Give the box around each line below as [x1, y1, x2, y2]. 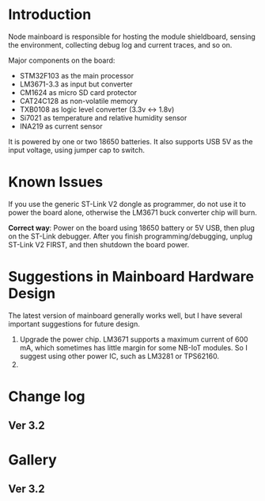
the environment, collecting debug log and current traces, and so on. [8, 40, 233, 49]
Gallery [8, 450, 57, 468]
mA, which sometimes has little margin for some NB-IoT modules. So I [19, 342, 248, 352]
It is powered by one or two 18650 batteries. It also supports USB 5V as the [8, 136, 253, 146]
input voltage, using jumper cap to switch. [8, 145, 145, 155]
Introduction [8, 6, 92, 24]
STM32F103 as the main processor [19, 71, 134, 80]
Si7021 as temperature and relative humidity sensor [19, 113, 187, 122]
